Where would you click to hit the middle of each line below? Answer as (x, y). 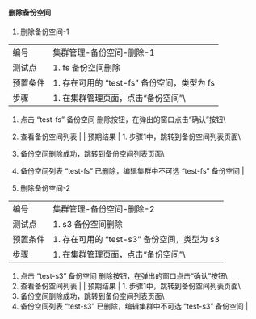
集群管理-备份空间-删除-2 (104, 209)
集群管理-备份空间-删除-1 (104, 52)
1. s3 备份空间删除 (88, 225)
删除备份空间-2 (45, 188)
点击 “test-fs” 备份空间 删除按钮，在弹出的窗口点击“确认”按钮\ (123, 120)
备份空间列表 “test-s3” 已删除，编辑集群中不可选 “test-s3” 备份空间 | (134, 306)
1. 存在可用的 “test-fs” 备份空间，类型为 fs (134, 83)
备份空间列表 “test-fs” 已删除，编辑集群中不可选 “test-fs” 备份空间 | (132, 171)
